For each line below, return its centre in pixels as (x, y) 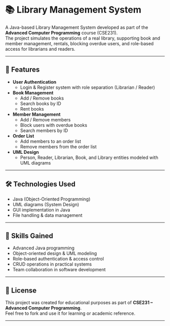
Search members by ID (44, 131)
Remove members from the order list (58, 146)
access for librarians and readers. (40, 49)
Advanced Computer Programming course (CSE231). (61, 32)
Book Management (33, 92)
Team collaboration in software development (59, 270)
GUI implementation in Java (41, 210)
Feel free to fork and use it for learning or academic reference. (70, 313)
